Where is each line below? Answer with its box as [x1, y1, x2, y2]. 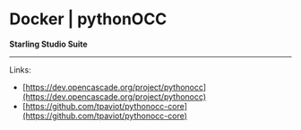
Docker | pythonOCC [9, 9, 168, 30]
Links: [9, 64, 31, 75]
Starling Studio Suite [9, 39, 88, 49]
